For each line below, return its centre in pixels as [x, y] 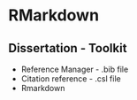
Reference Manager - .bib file [75, 69]
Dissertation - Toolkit [68, 48]
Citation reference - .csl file [71, 79]
